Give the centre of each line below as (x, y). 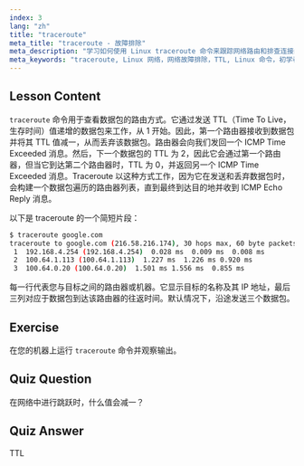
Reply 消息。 (33, 198)
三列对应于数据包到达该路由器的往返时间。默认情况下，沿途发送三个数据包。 (152, 299)
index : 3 (26, 18)
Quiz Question (51, 380)
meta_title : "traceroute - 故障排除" (78, 43)
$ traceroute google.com (56, 235)
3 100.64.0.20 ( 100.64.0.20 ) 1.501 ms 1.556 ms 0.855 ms (129, 269)
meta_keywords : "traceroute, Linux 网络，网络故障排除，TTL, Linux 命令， (144, 60)
